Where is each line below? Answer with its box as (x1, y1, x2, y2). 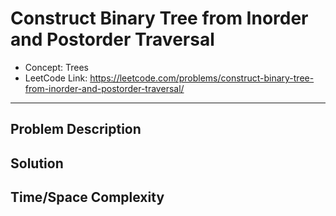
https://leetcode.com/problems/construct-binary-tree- (89, 72, 315, 84)
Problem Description (10, 121, 142, 138)
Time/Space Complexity (10, 189, 165, 206)
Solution (10, 155, 64, 172)
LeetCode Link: (24, 72, 88, 84)
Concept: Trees (24, 61, 89, 73)
